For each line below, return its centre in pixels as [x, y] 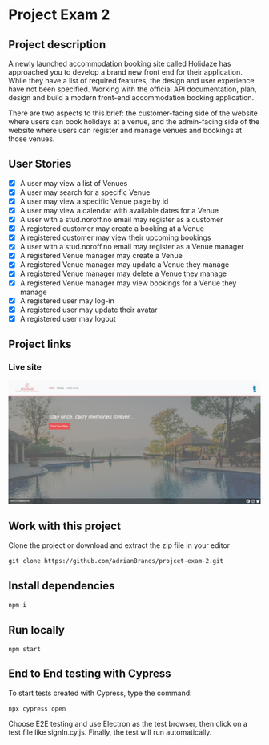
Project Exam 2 [59, 15]
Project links [40, 344]
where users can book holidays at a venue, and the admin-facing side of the [134, 121]
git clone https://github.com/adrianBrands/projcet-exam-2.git [116, 561]
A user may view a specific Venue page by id [94, 201]
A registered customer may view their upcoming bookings [115, 237]
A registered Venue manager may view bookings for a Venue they [128, 283]
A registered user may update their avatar [88, 310]
